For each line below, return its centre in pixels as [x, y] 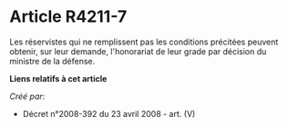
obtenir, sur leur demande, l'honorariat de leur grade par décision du [138, 51]
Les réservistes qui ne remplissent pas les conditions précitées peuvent [144, 42]
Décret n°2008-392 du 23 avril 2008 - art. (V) [109, 113]
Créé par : [27, 96]
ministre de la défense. [52, 61]
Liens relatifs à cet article [58, 78]
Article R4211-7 [68, 17]
